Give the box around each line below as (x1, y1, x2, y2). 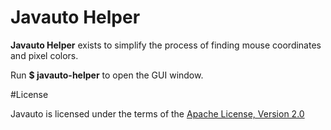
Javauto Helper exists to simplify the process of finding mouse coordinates (10, 39, 322, 51)
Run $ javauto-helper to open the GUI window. (10, 69, 204, 81)
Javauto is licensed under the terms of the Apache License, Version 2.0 (10, 107, 305, 120)
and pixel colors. (10, 49, 79, 61)
